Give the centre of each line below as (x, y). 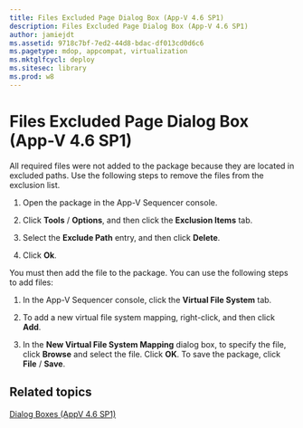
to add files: (32, 282)
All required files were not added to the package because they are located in (152, 166)
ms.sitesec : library (48, 69)
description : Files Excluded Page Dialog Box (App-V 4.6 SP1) (129, 26)
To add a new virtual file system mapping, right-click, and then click (149, 317)
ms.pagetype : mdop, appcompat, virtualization (99, 52)
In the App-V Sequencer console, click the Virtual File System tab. (147, 300)
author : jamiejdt (42, 34)
